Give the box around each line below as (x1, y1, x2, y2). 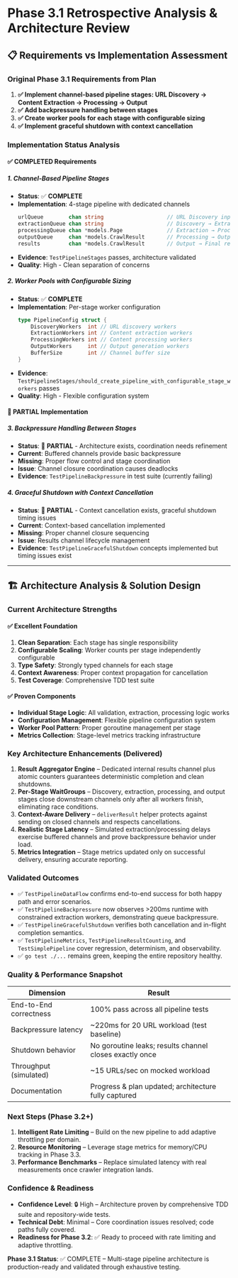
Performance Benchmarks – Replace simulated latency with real (17, 1158, 207, 1167)
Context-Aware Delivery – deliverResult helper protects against (17, 810, 208, 819)
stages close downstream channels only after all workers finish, (17, 795, 204, 804)
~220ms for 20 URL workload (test (90, 1020, 208, 1030)
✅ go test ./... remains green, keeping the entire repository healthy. (17, 951, 223, 960)
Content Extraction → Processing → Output (17, 98, 147, 106)
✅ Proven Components (7, 692, 76, 701)
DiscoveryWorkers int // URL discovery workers (30, 323, 177, 330)
